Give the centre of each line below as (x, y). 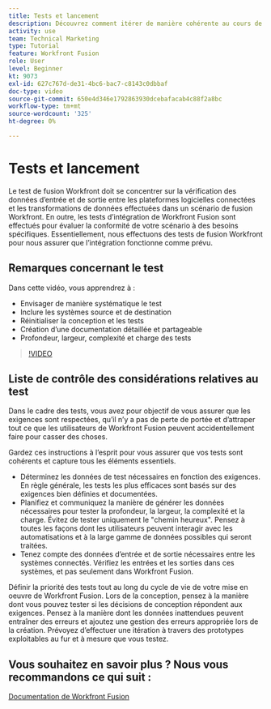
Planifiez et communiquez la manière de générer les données (122, 502)
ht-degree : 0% (32, 122)
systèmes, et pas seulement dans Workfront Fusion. (107, 571)
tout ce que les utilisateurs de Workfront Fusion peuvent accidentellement (131, 428)
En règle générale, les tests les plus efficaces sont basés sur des (128, 485)
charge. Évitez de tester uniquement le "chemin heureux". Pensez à (132, 520)
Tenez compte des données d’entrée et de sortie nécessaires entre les (138, 554)
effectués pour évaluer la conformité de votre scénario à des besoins (123, 225)
